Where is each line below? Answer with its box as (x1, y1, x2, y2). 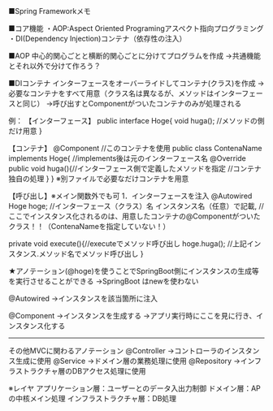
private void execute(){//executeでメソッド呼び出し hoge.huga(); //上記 (8, 239, 248, 249)
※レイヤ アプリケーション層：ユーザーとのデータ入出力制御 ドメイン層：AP (8, 383, 262, 393)
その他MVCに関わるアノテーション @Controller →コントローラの (8, 346, 225, 355)
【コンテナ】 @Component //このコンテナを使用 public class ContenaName (8, 144, 262, 153)
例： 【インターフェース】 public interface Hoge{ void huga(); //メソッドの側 (8, 116, 265, 125)
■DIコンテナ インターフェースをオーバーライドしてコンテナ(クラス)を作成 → (8, 79, 265, 88)
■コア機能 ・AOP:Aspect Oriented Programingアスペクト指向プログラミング (8, 24, 264, 33)
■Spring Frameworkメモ (8, 6, 91, 15)
